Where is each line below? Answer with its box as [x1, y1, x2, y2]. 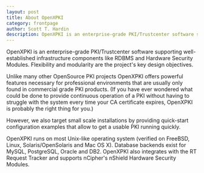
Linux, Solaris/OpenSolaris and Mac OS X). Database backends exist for [6, 141, 186, 149]
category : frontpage [6, 20, 59, 26]
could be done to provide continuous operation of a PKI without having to [6, 92, 190, 100]
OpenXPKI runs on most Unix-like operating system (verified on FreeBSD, [6, 135, 190, 143]
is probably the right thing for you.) [6, 105, 94, 112]
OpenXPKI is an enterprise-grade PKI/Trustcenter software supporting [6, 48, 182, 55]
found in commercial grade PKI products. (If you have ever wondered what [6, 86, 193, 93]
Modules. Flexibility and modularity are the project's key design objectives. [6, 61, 194, 69]
